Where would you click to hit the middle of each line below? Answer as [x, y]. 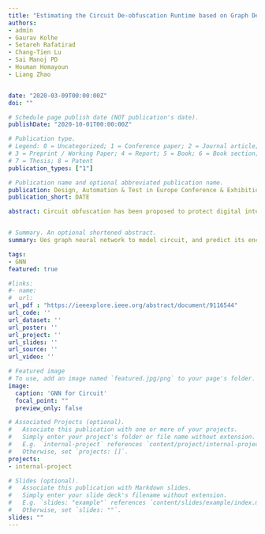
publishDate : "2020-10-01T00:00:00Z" [70, 125]
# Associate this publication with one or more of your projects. [123, 430]
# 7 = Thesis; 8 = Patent [50, 161]
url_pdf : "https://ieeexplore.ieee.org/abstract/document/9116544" [123, 305]
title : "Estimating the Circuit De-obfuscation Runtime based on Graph [128, 15]
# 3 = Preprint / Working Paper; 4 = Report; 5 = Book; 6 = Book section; [134, 153]
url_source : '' [33, 350]
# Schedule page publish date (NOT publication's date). [104, 117]
